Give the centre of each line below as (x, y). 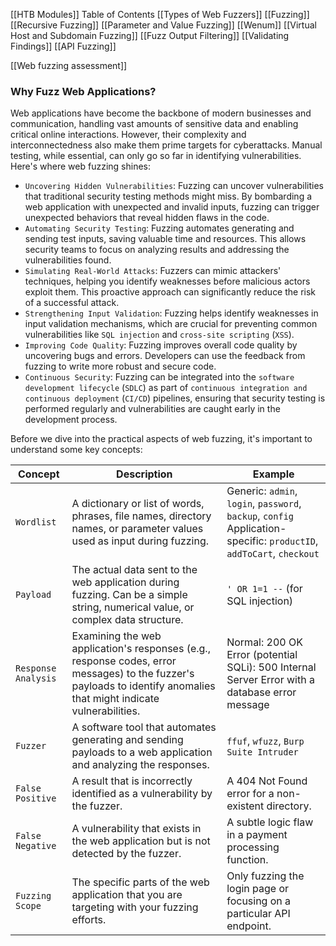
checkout (299, 554)
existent (245, 806)
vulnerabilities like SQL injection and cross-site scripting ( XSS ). (159, 335)
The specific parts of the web (140, 882)
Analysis (36, 678)
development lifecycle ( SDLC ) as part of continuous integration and (166, 388)
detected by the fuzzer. (126, 854)
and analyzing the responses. (140, 765)
